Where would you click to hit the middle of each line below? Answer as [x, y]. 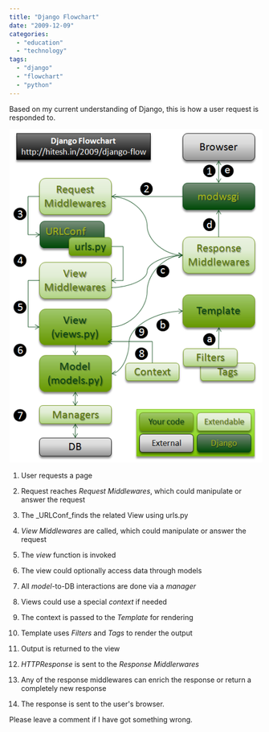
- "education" [40, 43]
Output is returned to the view [70, 649]
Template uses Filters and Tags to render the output [107, 633]
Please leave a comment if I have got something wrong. [101, 720]
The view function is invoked [68, 555]
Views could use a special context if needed [94, 602]
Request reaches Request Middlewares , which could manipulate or [131, 491]
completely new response [63, 689]
